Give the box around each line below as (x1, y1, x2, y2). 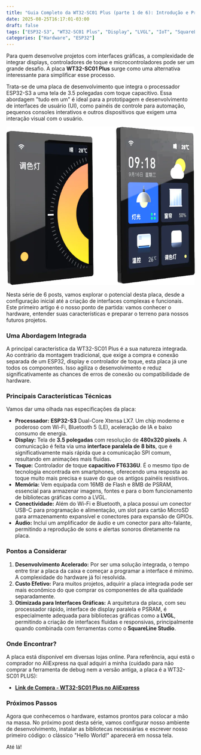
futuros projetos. (6, 316, 47, 324)
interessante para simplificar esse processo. (6, 71, 115, 79)
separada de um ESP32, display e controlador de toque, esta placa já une (6, 358, 187, 365)
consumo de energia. (14, 430, 68, 437)
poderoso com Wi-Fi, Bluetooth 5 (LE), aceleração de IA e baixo (14, 423, 172, 431)
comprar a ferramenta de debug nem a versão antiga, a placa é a (6, 666, 166, 673)
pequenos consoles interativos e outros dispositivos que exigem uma (6, 109, 177, 116)
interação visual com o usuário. (6, 115, 84, 123)
